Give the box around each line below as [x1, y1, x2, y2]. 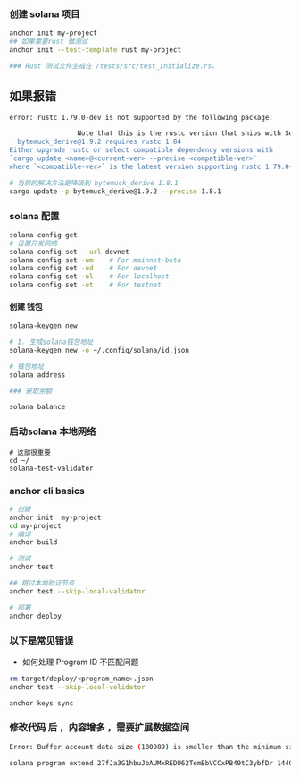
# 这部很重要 [9, 448, 51, 457]
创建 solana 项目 [9, 7, 80, 20]
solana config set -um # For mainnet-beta [9, 255, 181, 265]
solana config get [9, 230, 78, 239]
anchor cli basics [9, 484, 85, 497]
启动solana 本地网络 [9, 425, 96, 438]
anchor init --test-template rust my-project [9, 46, 181, 55]
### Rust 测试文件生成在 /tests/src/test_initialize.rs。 [9, 61, 219, 71]
